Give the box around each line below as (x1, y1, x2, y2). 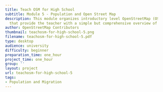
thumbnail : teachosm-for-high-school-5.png (5, 30, 95, 35)
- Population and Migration (5, 79, 62, 84)
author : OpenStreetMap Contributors (5, 25, 79, 30)
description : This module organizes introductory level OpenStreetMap (5, 16, 151, 21)
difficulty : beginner (5, 48, 49, 53)
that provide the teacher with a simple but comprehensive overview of (9, 20, 158, 26)
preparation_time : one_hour (5, 52, 62, 57)
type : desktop (5, 39, 34, 44)
